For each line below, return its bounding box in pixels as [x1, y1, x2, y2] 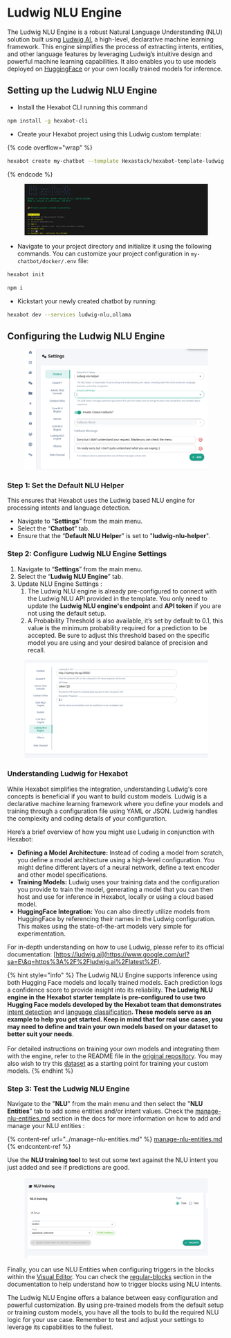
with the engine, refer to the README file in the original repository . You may [7, 1051, 223, 1060]
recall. [27, 645, 46, 654]
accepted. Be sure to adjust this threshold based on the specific [27, 631, 210, 639]
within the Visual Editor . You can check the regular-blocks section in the [7, 1273, 212, 1281]
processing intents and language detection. [7, 503, 131, 512]
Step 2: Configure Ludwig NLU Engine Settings [7, 549, 167, 559]
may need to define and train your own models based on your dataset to [7, 1022, 218, 1031]
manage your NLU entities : [7, 1121, 85, 1130]
